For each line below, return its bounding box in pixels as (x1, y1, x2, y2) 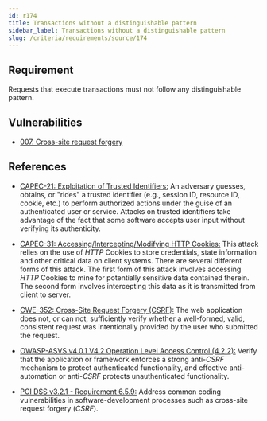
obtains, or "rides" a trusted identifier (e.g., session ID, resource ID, (19, 189, 240, 199)
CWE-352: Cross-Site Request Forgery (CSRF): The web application (19, 305, 243, 314)
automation (19, 371, 57, 380)
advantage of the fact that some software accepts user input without (19, 215, 245, 224)
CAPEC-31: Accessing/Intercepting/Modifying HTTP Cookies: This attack (19, 239, 259, 248)
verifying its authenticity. (19, 224, 101, 233)
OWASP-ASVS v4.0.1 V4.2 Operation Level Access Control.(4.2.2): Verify (19, 345, 257, 355)
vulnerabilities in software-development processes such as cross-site (19, 395, 249, 404)
